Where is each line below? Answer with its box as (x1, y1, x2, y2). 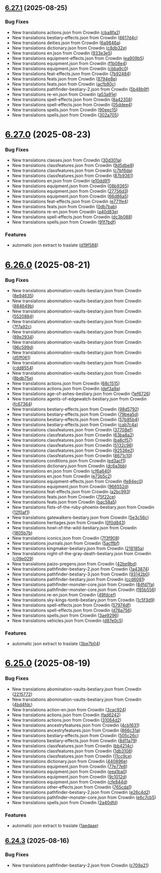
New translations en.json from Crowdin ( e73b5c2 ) (12, 473, 112, 479)
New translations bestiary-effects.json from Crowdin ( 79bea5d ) (12, 411, 139, 417)
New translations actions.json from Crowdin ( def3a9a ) (12, 385, 121, 391)
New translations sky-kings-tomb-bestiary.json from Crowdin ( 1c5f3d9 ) (12, 597, 155, 603)
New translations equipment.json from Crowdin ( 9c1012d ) (12, 774, 127, 779)
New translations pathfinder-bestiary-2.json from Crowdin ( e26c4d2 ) (12, 789, 150, 795)
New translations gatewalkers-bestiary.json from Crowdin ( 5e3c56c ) (12, 514, 149, 520)
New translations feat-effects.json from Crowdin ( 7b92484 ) (12, 70, 131, 77)
